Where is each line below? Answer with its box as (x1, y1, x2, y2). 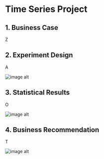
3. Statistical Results (5, 88, 70, 97)
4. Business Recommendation (5, 126, 100, 134)
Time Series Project (5, 3, 88, 15)
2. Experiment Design (5, 51, 73, 59)
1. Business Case (5, 23, 58, 32)
